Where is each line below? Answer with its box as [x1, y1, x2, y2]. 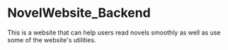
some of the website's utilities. [7, 35, 96, 44]
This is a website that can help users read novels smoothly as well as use [7, 28, 221, 37]
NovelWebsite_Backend [7, 5, 151, 21]
